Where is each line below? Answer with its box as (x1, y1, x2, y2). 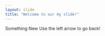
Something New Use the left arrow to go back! (5, 25, 101, 31)
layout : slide (5, 7, 35, 12)
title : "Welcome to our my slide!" (5, 12, 79, 17)
